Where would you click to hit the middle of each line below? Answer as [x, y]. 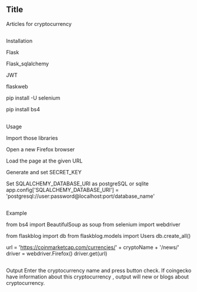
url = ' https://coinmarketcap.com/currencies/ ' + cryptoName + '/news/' [93, 247]
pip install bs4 [23, 109]
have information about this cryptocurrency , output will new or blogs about [98, 277]
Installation [19, 41]
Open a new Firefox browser [41, 149]
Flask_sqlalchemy [27, 64]
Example [17, 213]
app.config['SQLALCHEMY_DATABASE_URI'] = [63, 190]
